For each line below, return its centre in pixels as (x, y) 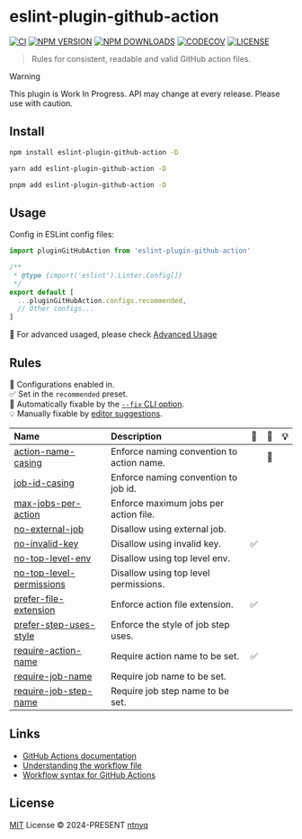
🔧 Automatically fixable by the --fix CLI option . (97, 404)
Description (136, 436)
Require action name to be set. (175, 656)
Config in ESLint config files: (62, 235)
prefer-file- (39, 598)
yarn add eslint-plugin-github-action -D (88, 168)
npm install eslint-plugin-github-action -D (94, 152)
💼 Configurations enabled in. (62, 384)
